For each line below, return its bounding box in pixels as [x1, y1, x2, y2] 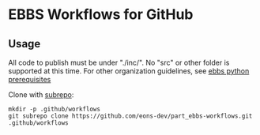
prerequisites [8, 75, 51, 84]
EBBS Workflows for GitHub [8, 6, 194, 24]
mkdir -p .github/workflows [8, 105, 101, 113]
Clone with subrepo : [8, 90, 74, 99]
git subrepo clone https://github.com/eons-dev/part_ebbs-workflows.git [8, 112, 253, 120]
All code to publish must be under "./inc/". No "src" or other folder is [8, 58, 230, 67]
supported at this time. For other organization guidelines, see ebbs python [8, 66, 250, 76]
